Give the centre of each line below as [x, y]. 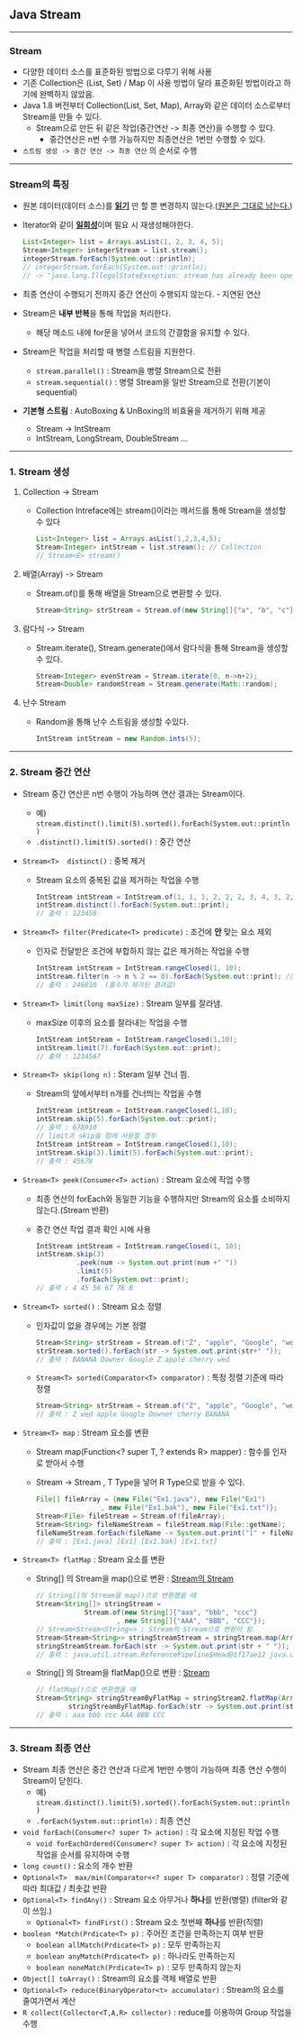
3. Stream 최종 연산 [50, 1748]
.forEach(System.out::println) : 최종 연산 [113, 1821]
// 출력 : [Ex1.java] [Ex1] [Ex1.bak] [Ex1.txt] [127, 1541]
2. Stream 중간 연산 [50, 772]
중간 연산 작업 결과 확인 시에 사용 [93, 1229]
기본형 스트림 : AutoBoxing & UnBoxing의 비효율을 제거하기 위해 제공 [144, 410]
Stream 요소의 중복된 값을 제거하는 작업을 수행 [117, 880]
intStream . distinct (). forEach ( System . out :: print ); [133, 905]
